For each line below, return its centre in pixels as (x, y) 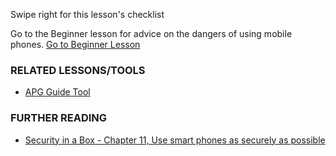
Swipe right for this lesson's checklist (87, 14)
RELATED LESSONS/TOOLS (78, 70)
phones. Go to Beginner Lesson (75, 44)
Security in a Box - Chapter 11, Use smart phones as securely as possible (175, 140)
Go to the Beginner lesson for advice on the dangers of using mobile (151, 33)
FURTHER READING (59, 118)
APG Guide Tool (57, 92)
